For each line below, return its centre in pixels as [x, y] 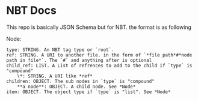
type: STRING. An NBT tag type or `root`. [60, 50]
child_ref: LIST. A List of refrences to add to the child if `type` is [99, 66]
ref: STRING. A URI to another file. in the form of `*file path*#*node [99, 55]
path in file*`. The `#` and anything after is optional [79, 60]
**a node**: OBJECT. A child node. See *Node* [76, 87]
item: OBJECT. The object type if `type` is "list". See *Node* [88, 92]
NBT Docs [32, 11]
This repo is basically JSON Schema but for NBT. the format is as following [99, 27]
